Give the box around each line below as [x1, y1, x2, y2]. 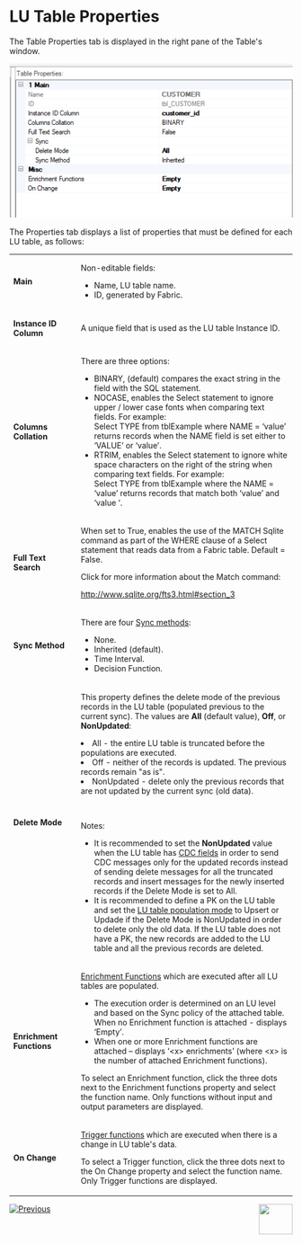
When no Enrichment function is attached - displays [93, 1017, 288, 1027]
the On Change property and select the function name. [80, 1166, 283, 1177]
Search [13, 562, 41, 573]
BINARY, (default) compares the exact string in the [93, 373, 281, 384]
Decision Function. [93, 663, 164, 674]
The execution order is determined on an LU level [93, 998, 276, 1009]
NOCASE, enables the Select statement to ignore [93, 392, 274, 403]
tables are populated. [80, 980, 159, 991]
